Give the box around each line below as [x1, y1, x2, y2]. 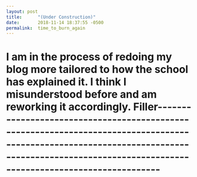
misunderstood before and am [6, 88, 157, 101]
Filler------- [133, 101, 192, 113]
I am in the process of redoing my [6, 51, 172, 64]
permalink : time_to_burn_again [6, 25, 85, 31]
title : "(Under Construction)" [6, 14, 96, 20]
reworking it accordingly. [6, 101, 131, 113]
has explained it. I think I [6, 75, 126, 89]
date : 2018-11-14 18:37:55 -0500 [6, 19, 104, 25]
